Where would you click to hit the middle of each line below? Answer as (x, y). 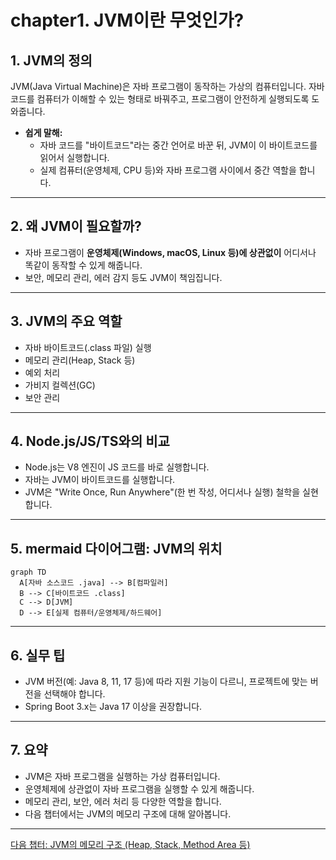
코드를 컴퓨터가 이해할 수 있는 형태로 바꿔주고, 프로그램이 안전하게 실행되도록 (160, 99)
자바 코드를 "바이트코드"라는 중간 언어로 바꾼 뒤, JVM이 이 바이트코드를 (178, 145)
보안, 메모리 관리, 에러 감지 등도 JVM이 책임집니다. (123, 277)
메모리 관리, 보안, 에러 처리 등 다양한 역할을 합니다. (123, 801)
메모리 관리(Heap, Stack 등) (80, 360)
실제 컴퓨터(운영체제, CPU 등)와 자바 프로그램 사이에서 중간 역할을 (168, 170)
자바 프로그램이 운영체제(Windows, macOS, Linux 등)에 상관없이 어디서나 (170, 252)
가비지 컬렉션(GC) (60, 385)
